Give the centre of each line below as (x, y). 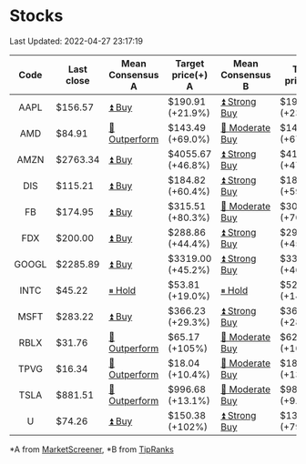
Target (190, 63)
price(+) (189, 75)
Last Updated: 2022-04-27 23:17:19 (76, 41)
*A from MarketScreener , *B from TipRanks (92, 449)
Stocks (36, 16)
